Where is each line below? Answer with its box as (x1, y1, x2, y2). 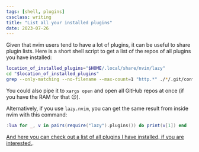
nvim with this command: (6, 111, 68, 118)
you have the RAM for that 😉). (6, 93, 81, 101)
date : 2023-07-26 (6, 25, 49, 31)
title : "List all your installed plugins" (6, 20, 113, 25)
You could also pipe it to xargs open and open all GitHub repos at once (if (6, 87, 184, 94)
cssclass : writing (6, 14, 52, 20)
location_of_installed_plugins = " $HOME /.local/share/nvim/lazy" (6, 66, 166, 72)
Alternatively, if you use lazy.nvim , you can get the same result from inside (6, 105, 189, 112)
